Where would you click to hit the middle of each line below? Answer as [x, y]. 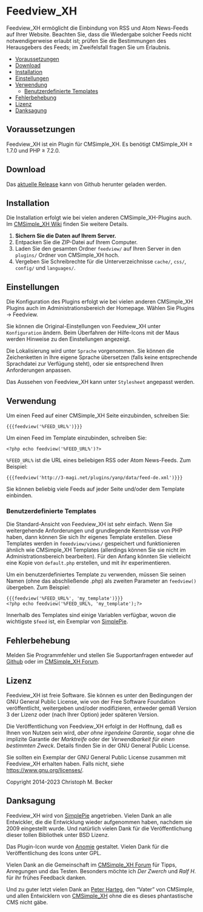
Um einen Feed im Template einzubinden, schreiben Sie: [77, 438]
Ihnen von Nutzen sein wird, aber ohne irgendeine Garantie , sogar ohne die [101, 732]
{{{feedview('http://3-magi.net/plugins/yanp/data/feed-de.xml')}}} [95, 478]
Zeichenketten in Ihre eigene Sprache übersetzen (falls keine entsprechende [102, 357]
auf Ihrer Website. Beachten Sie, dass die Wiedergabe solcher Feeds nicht [99, 34]
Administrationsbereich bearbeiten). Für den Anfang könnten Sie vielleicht [98, 557]
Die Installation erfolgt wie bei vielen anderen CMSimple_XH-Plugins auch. [99, 218]
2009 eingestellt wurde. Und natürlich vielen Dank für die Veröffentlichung [99, 828]
